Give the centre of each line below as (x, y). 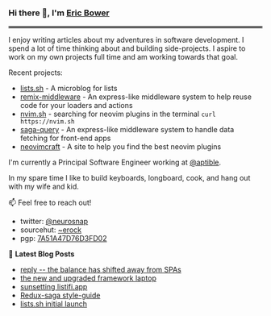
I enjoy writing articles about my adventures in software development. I (126, 40)
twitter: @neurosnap (54, 222)
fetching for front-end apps (65, 138)
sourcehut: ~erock (51, 230)
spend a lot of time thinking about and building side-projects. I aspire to (127, 48)
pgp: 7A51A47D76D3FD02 (63, 239)
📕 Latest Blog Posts (42, 254)
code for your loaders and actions (76, 106)
